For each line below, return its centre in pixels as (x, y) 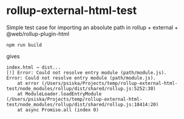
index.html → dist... (34, 67)
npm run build (24, 45)
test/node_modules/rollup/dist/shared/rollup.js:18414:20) (83, 104)
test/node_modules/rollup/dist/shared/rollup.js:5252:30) (81, 89)
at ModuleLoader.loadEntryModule (60, 94)
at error (28, 83)
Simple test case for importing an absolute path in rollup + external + (92, 27)
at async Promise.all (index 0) (58, 110)
